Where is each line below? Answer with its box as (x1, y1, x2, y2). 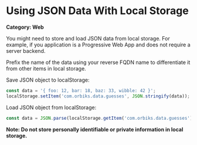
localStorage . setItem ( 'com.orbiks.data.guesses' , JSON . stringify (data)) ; (6, 93, 191, 99)
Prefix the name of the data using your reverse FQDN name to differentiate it (6, 59, 191, 66)
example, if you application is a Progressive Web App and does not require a (6, 41, 191, 48)
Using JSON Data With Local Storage (6, 4, 189, 18)
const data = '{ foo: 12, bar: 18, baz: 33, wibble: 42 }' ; (6, 87, 157, 93)
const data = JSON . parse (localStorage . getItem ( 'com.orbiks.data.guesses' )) (6, 115, 195, 121)
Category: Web (6, 23, 44, 31)
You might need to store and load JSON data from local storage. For (6, 35, 170, 42)
